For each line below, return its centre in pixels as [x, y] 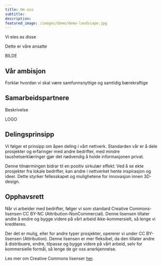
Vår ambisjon [25, 71]
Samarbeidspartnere [37, 98]
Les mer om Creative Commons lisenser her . [49, 258]
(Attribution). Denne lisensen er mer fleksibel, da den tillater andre [89, 238]
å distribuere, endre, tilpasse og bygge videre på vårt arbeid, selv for [74, 244]
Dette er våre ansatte [26, 46]
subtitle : [15, 14]
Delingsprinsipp [30, 134]
